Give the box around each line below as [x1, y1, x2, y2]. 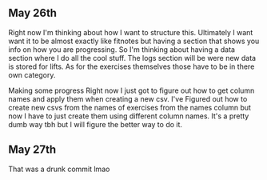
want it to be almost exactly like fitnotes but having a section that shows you [8, 36, 260, 46]
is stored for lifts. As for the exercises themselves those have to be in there [8, 62, 255, 71]
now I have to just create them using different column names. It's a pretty [8, 111, 249, 121]
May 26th [8, 6, 58, 20]
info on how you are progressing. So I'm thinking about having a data [8, 44, 236, 54]
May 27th [8, 143, 57, 157]
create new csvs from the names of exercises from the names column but [8, 102, 252, 112]
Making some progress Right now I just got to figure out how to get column [8, 86, 255, 95]
